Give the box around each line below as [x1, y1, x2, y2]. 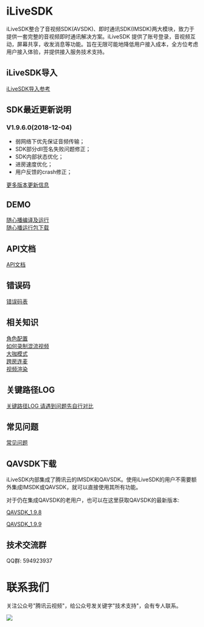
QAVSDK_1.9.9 [6, 520, 42, 528]
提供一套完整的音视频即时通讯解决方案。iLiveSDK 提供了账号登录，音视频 [6, 32, 191, 40]
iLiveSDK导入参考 [6, 85, 51, 92]
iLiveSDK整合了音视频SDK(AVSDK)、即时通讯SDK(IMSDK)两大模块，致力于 [6, 25, 195, 32]
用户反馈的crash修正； [15, 168, 72, 176]
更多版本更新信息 [6, 181, 49, 188]
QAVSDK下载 [6, 459, 57, 469]
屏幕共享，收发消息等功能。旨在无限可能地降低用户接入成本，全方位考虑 [16, 40, 199, 48]
